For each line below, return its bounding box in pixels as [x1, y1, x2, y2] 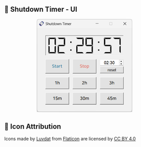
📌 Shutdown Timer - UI [4, 5, 77, 14]
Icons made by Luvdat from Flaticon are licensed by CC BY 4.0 [4, 135, 136, 141]
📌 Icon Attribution [4, 122, 62, 131]
